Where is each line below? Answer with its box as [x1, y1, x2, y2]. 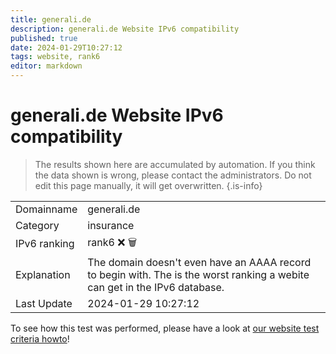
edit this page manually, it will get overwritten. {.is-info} [34, 179, 263, 191]
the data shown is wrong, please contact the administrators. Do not [34, 169, 312, 181]
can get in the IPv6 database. [87, 280, 225, 294]
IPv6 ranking [15, 237, 75, 251]
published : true [10, 33, 78, 43]
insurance [87, 218, 135, 232]
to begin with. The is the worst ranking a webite [87, 267, 310, 281]
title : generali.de [10, 14, 92, 25]
